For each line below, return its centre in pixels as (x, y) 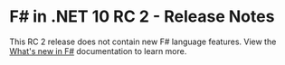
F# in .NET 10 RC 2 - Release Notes (142, 17)
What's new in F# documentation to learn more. (98, 51)
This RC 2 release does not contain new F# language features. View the (143, 42)
